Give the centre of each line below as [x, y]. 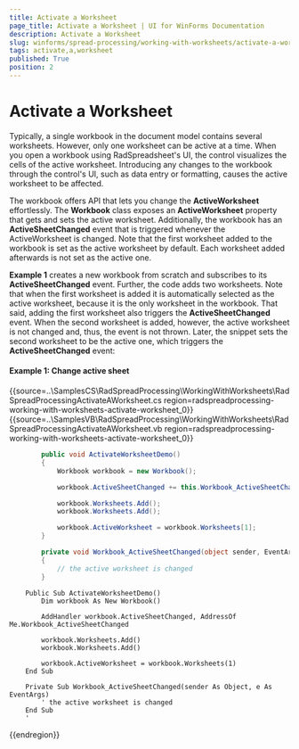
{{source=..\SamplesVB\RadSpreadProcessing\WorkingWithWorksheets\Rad [149, 419]
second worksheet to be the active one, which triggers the [117, 341]
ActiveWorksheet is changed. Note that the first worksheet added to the [141, 238]
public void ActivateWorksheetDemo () [111, 455]
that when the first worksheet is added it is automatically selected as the [142, 293]
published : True [39, 59]
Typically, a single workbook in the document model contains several [136, 136]
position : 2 [31, 68]
